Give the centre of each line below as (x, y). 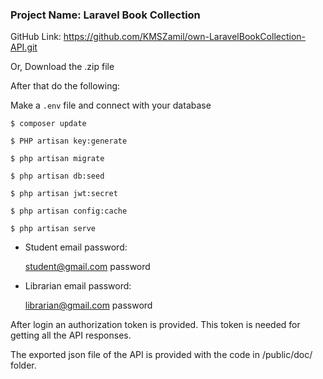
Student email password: (76, 247)
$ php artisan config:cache (69, 211)
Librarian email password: (78, 286)
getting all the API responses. (71, 335)
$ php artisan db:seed (57, 176)
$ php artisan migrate (57, 159)
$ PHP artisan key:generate (69, 141)
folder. (23, 365)
